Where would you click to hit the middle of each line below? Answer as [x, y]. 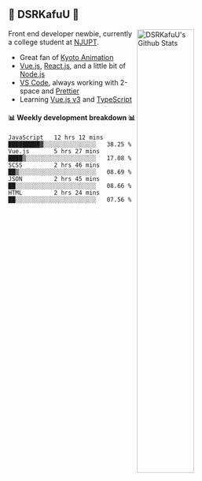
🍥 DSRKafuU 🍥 [44, 15]
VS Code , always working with [69, 82]
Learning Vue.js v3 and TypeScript [75, 99]
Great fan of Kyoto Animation [66, 57]
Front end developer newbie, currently [70, 33]
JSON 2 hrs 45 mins [54, 179]
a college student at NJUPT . [54, 42]
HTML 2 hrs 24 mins [54, 193]
